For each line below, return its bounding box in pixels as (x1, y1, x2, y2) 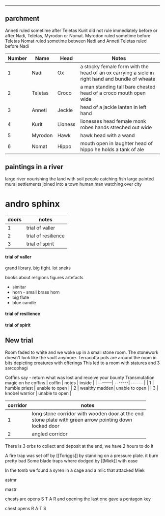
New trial (5, 336, 33, 344)
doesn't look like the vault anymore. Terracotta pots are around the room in (5, 354, 157, 360)
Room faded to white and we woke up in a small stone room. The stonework (5, 349, 159, 355)
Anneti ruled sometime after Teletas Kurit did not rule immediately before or (5, 28, 158, 33)
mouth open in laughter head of (80, 140, 153, 146)
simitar (12, 284, 27, 290)
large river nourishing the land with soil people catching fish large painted (5, 175, 154, 182)
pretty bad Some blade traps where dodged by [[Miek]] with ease (5, 458, 138, 463)
